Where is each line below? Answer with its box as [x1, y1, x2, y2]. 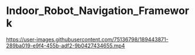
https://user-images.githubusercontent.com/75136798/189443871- [6, 36, 169, 43]
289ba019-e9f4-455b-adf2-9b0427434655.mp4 [6, 42, 125, 49]
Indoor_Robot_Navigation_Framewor [6, 4, 190, 18]
